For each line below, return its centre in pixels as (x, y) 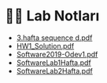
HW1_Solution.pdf (45, 45)
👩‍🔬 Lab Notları (52, 16)
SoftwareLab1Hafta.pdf (53, 63)
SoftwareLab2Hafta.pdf (54, 70)
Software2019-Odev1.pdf (57, 54)
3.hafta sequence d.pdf (54, 38)
